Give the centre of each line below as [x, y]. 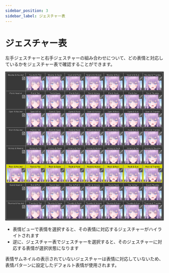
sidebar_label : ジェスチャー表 [35, 16]
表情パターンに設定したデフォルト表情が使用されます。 [62, 265]
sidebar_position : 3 [27, 11]
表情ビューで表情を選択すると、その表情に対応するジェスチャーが [81, 229]
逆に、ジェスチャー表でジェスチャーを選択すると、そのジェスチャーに [85, 242]
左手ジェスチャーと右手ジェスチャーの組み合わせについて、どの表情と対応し [84, 58]
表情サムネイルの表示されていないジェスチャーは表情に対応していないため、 [84, 259]
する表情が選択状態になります [48, 248]
